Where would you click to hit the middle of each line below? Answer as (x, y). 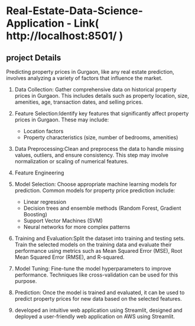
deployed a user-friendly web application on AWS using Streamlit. (95, 316)
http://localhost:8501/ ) (65, 36)
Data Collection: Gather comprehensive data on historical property (95, 89)
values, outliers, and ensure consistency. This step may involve (91, 155)
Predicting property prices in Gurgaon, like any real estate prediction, (90, 72)
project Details (34, 57)
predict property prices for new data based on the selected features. (98, 299)
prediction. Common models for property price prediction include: (95, 190)
